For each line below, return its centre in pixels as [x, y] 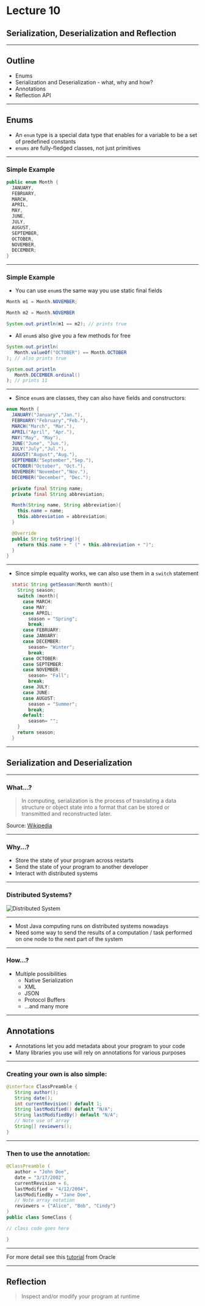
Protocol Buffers [45, 1000]
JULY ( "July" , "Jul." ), [39, 449]
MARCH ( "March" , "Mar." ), [43, 426]
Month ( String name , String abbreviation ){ [67, 505]
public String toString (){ [46, 539]
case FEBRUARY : [42, 630]
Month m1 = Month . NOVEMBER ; [42, 302]
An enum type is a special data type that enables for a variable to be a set [106, 135]
